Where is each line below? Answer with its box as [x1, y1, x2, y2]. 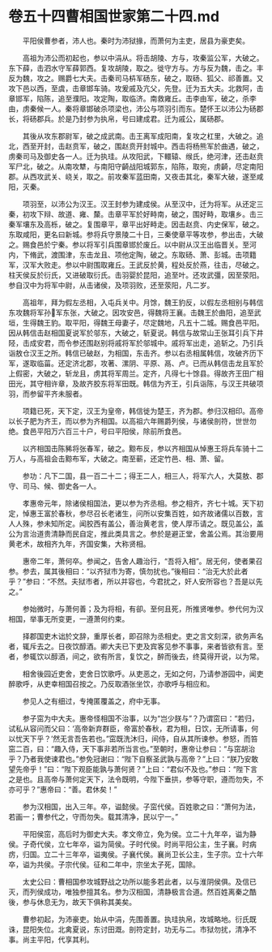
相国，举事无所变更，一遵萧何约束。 [8, 614, 130, 623]
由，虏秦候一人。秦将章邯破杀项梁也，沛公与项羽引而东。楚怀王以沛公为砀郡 [8, 103, 264, 114]
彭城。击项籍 [213, 249, 257, 260]
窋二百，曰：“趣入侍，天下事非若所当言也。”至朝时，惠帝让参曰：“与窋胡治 [8, 743, 256, 753]
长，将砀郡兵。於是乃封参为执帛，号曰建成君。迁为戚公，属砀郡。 [8, 114, 228, 123]
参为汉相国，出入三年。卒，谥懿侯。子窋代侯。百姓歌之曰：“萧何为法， [22, 801, 261, 812]
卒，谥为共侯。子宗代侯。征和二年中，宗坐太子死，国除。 [8, 859, 200, 869]
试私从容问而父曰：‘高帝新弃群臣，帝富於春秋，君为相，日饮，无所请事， [8, 723, 252, 733]
